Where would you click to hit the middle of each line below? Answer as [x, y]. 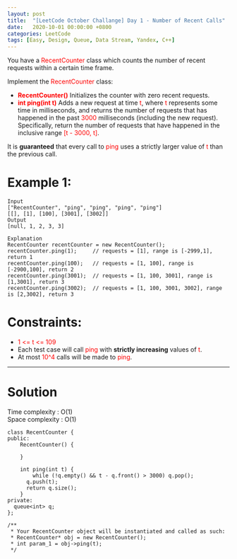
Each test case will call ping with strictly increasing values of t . [110, 350]
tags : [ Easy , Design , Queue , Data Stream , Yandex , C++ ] [91, 40]
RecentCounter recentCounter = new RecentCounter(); [86, 245]
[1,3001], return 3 [36, 282]
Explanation [25, 239]
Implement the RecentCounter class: [60, 81]
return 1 [20, 258]
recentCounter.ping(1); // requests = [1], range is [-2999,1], [110, 251]
